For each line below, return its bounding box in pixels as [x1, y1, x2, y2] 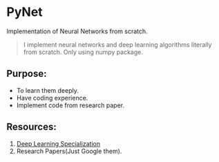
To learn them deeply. [16, 86, 79, 94]
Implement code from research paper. [16, 101, 125, 109]
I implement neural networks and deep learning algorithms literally [23, 40, 212, 48]
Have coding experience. [16, 93, 88, 102]
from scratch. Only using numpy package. [23, 48, 143, 56]
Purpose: [6, 68, 47, 80]
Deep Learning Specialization [16, 139, 101, 147]
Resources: [6, 121, 57, 133]
